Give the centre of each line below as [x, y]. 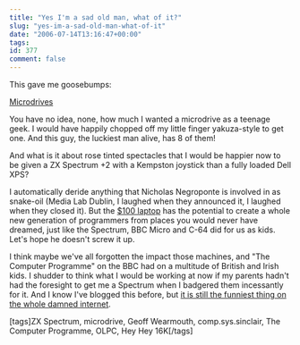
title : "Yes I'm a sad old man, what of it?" [95, 17]
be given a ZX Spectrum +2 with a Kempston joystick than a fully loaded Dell [150, 165]
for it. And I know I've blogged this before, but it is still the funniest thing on [148, 295]
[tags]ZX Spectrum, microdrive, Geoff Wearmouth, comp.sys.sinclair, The [145, 321]
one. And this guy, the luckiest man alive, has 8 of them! [113, 138]
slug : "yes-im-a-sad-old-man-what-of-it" [88, 26]
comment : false [38, 59]
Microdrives [31, 102]
